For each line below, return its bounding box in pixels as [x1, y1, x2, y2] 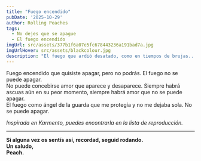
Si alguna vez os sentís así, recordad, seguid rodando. [6, 136, 144, 143]
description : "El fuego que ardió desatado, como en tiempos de [6, 53, 170, 59]
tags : [6, 25, 20, 32]
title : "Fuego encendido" [6, 8, 71, 15]
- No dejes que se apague [11, 31, 77, 37]
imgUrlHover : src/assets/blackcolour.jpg [6, 48, 111, 54]
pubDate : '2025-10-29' [6, 14, 63, 20]
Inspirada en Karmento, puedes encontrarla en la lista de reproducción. [6, 119, 184, 126]
